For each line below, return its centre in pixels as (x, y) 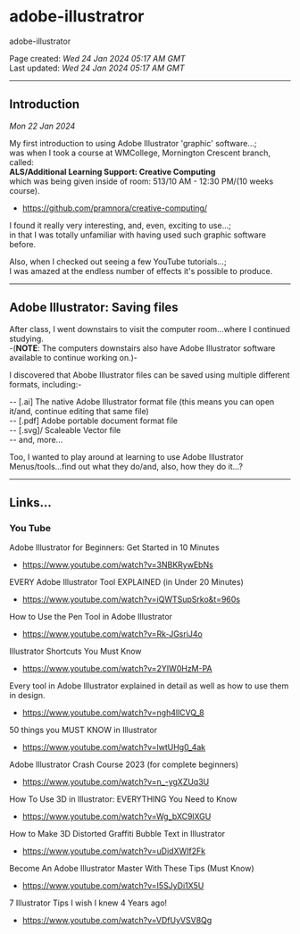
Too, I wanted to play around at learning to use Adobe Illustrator (126, 456)
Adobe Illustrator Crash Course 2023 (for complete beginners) (124, 764)
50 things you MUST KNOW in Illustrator (83, 730)
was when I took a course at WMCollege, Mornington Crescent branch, (140, 153)
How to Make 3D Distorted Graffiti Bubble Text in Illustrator (117, 834)
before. (23, 244)
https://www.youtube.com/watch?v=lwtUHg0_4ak (114, 747)
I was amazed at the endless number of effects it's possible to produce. (141, 271)
